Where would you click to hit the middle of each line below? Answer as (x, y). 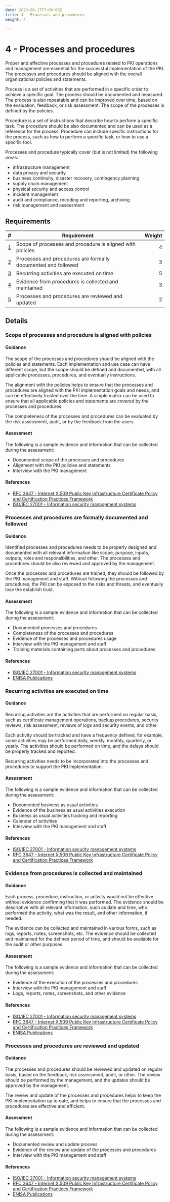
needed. (14, 918)
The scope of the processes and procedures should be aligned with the (80, 359)
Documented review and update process (55, 1144)
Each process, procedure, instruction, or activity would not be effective (79, 897)
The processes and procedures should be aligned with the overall (74, 74)
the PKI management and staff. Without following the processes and (76, 579)
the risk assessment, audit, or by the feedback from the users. (70, 421)
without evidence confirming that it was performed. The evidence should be (84, 902)
